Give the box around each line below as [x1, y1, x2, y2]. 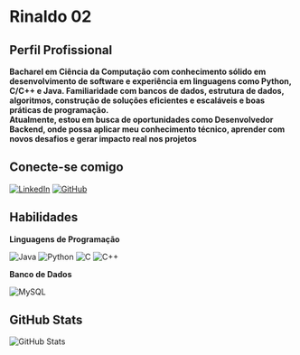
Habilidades [9, 210, 79, 225]
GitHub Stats [9, 313, 83, 328]
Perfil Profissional [9, 42, 113, 58]
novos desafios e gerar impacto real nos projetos [9, 134, 197, 144]
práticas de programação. [9, 105, 109, 115]
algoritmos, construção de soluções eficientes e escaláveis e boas [9, 95, 265, 106]
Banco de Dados [9, 268, 72, 279]
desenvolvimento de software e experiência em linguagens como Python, [9, 76, 292, 87]
